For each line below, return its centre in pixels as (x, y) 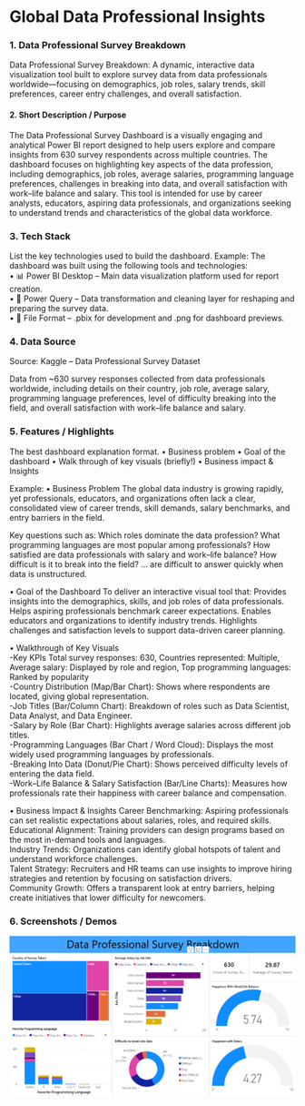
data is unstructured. (49, 573)
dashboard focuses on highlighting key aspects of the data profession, (142, 164)
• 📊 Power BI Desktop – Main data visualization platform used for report (144, 276)
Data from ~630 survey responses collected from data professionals (138, 379)
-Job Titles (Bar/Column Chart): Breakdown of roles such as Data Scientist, (150, 705)
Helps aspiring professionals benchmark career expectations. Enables (140, 611)
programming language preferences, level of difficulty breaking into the (143, 399)
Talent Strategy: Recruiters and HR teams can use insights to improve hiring (151, 868)
